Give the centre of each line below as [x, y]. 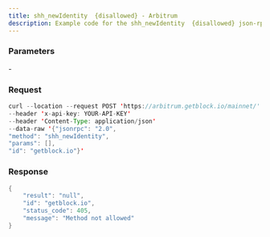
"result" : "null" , [53, 196]
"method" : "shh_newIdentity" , [59, 136]
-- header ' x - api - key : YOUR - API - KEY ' [70, 113]
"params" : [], [32, 144]
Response [28, 172]
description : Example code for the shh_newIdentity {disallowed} [122, 23]
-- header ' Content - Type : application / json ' [82, 121]
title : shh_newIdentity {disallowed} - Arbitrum [93, 16]
